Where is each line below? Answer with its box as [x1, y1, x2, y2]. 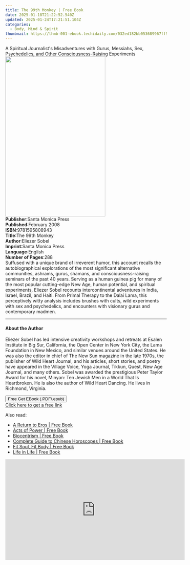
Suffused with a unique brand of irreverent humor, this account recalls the [5, 259, 161, 266]
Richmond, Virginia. [5, 385, 47, 392]
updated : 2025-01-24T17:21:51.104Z [5, 17, 81, 22]
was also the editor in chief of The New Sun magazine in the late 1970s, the [5, 353, 164, 359]
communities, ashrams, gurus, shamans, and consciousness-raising [5, 271, 149, 276]
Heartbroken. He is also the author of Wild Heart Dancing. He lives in [5, 380, 150, 386]
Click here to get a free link [5, 402, 62, 408]
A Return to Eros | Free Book [12, 422, 73, 428]
